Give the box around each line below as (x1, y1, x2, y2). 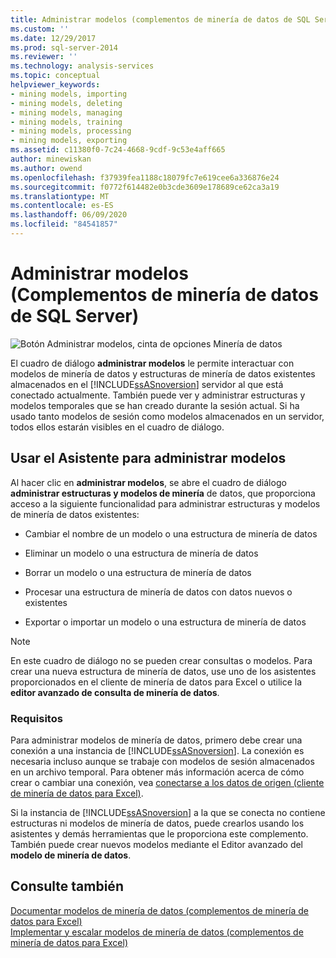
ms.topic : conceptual (10, 71, 101, 81)
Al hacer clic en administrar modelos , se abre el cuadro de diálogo (10, 476, 287, 488)
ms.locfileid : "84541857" (10, 219, 118, 230)
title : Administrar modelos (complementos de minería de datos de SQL (10, 14, 311, 25)
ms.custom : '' (10, 24, 70, 34)
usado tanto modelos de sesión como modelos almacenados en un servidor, (10, 410, 325, 422)
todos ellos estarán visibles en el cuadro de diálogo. (10, 421, 225, 433)
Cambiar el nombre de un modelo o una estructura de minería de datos (24, 527, 318, 540)
